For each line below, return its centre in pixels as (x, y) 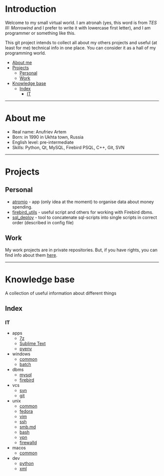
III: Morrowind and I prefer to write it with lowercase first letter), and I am (78, 27)
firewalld (28, 443)
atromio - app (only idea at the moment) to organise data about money (83, 202)
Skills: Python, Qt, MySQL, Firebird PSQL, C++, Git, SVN (68, 147)
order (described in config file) (43, 222)
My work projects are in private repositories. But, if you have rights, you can (81, 250)
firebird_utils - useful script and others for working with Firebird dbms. (83, 212)
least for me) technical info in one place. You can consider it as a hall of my (81, 48)
